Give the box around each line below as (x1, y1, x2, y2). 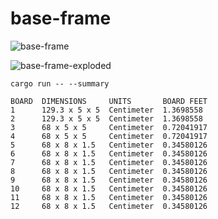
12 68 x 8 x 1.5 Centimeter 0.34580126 (10, 201, 208, 211)
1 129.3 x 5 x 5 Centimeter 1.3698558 (10, 105, 203, 115)
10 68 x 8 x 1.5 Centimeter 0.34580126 (10, 183, 208, 194)
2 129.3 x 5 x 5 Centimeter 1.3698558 (10, 113, 203, 124)
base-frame (10, 7, 112, 30)
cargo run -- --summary (10, 78, 110, 89)
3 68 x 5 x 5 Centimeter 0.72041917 (10, 122, 208, 132)
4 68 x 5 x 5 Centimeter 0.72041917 (10, 131, 208, 141)
